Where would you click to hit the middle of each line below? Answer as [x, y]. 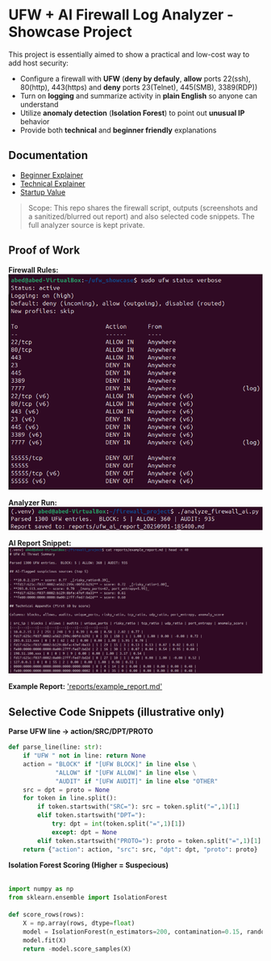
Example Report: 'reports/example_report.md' [85, 686]
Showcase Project [70, 32]
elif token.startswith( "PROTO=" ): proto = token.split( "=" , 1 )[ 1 [148, 841]
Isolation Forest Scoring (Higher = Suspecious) [89, 865]
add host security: [38, 63]
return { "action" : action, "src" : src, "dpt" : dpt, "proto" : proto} [140, 850]
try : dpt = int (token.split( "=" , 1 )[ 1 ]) [118, 824]
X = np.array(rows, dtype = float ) [79, 923]
